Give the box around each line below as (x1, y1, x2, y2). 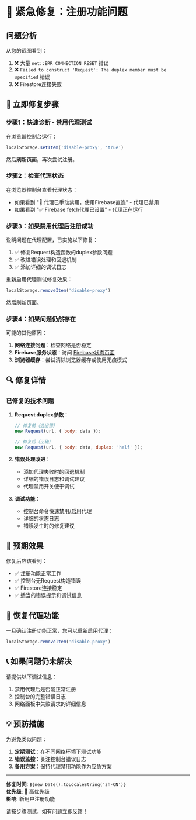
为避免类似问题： (6, 735, 47, 743)
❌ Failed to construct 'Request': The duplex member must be (14, 66, 167, 73)
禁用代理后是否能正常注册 (14, 685, 76, 692)
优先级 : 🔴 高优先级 (6, 788, 50, 795)
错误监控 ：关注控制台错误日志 (14, 755, 86, 762)
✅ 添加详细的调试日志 (14, 264, 67, 271)
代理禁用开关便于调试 (23, 483, 75, 490)
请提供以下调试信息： (6, 673, 57, 680)
